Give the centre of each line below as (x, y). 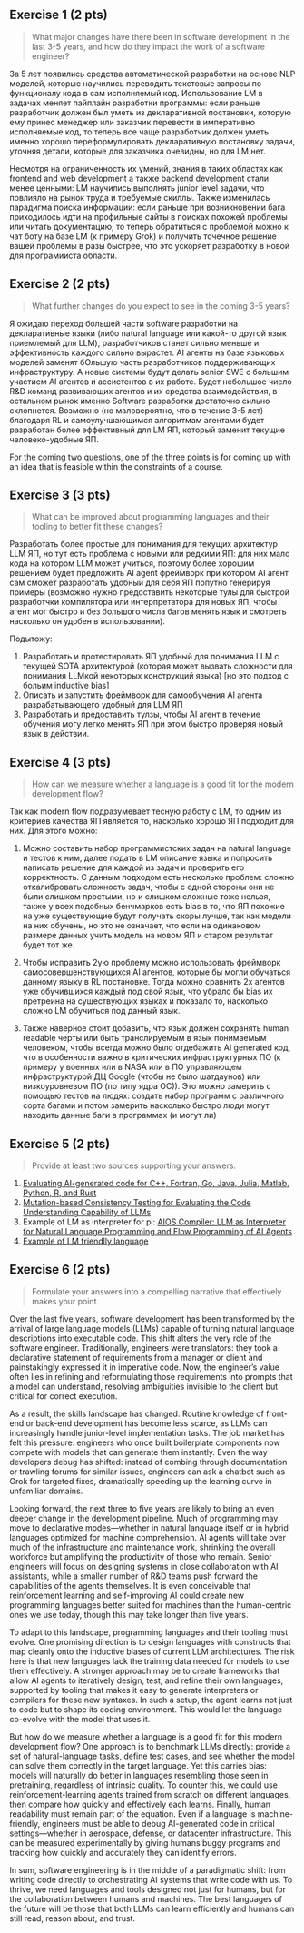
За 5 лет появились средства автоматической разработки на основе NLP (152, 74)
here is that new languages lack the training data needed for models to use (149, 1660)
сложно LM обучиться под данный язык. (101, 1011)
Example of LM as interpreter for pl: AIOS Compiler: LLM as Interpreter (154, 1222)
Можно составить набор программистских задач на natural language (157, 848)
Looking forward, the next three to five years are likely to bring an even (142, 1508)
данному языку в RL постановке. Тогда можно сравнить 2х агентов (154, 982)
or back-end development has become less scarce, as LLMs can (147, 1423)
